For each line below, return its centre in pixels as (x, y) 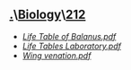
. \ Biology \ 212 (48, 15)
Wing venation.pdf (57, 55)
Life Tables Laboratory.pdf (71, 46)
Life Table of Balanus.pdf (69, 36)
